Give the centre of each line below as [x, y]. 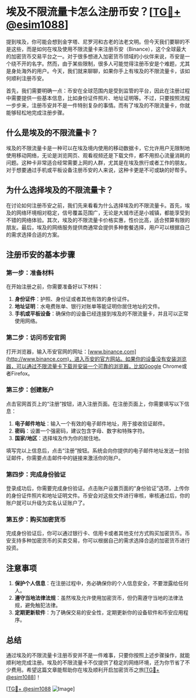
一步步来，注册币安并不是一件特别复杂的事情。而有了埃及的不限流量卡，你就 [98, 105]
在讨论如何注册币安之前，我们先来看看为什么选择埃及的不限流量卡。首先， [95, 205]
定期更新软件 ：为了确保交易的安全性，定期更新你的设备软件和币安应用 [99, 613]
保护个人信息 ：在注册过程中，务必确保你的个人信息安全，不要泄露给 [96, 583]
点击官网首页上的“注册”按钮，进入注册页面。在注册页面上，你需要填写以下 [95, 403]
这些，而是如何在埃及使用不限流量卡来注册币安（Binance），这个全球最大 [99, 49]
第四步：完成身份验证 [36, 474]
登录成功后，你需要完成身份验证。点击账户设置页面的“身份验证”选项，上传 [95, 488]
